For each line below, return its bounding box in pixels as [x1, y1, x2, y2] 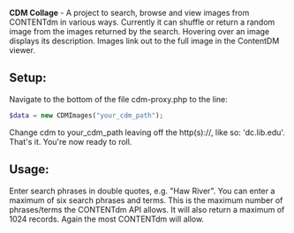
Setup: [9, 71, 47, 86]
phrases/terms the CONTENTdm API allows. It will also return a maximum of [9, 204, 285, 214]
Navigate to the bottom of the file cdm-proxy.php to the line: [9, 94, 228, 104]
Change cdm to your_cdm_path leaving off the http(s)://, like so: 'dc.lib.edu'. [9, 127, 285, 138]
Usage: [9, 162, 50, 177]
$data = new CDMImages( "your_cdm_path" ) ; [9, 110, 164, 120]
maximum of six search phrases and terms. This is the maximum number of [9, 194, 283, 206]
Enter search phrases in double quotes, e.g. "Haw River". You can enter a [9, 185, 275, 196]
